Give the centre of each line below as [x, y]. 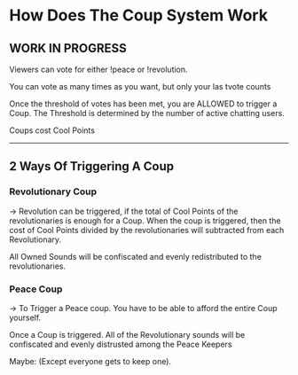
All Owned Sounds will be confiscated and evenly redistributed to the [135, 256]
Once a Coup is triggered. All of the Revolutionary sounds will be [127, 334]
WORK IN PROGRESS [68, 48]
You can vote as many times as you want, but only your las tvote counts [140, 86]
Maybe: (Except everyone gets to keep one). [90, 361]
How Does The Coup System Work [139, 16]
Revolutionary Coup [53, 191]
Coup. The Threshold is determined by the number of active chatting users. [147, 113]
